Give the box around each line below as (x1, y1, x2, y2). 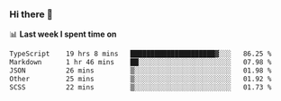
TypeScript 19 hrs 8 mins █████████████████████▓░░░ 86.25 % (9, 49, 272, 59)
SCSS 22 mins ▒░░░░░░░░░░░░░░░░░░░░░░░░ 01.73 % (9, 82, 272, 92)
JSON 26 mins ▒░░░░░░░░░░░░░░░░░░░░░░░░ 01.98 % (9, 66, 272, 75)
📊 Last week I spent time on (9, 29, 117, 39)
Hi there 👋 (9, 8, 54, 21)
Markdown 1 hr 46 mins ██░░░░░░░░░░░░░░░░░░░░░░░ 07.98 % (9, 58, 272, 67)
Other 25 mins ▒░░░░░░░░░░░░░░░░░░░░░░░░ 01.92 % (9, 74, 272, 83)
